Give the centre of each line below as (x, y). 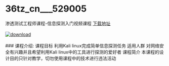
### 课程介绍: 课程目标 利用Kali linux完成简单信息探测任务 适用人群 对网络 (82, 45)
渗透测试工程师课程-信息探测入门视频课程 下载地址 (58, 23)
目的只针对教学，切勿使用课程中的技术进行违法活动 (63, 58)
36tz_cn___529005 (46, 9)
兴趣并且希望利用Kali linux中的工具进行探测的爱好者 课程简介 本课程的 (87, 52)
